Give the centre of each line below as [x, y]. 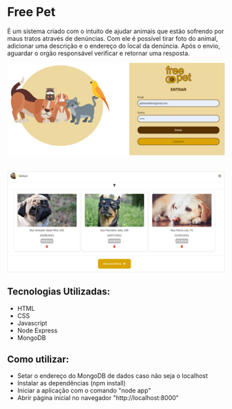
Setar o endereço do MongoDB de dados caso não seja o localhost [113, 376]
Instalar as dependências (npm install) [71, 383]
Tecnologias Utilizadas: [59, 292]
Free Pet [31, 12]
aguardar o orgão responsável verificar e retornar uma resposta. [98, 53]
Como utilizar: [38, 360]
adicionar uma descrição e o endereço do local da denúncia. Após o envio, [114, 46]
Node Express [37, 330]
